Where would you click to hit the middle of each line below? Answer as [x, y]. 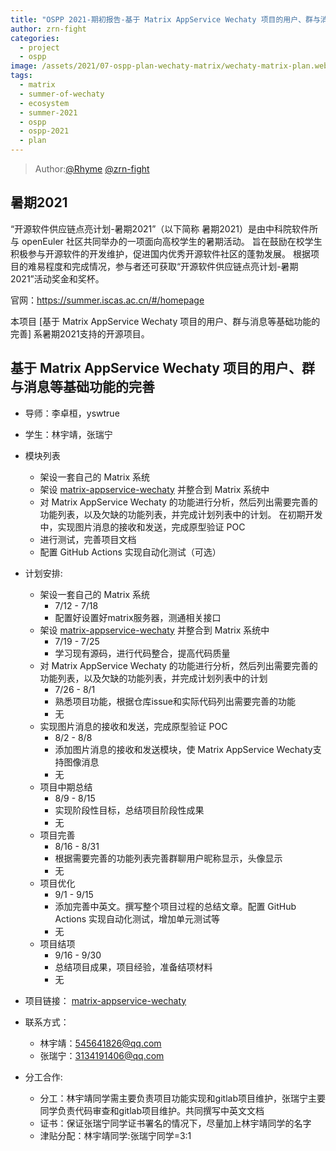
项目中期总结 [66, 787]
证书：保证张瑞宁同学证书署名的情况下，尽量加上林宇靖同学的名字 [175, 1123]
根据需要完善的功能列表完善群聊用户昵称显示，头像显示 [168, 858]
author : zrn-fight [48, 29]
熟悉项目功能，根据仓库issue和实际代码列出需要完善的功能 [175, 701]
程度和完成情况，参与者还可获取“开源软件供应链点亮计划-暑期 [171, 266]
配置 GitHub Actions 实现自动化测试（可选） [130, 552]
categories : [35, 38]
